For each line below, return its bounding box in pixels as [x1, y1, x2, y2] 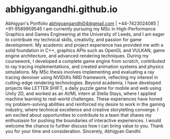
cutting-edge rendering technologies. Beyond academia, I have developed [5, 80, 161, 86]
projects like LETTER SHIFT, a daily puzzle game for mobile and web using [5, 85, 161, 91]
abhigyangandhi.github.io [5, 4, 118, 15]
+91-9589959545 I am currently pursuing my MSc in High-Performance [5, 25, 156, 31]
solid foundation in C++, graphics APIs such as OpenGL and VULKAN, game [5, 47, 165, 53]
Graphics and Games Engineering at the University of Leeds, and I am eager [5, 31, 165, 37]
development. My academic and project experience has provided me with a [5, 42, 164, 48]
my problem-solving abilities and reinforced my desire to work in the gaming [5, 101, 165, 107]
